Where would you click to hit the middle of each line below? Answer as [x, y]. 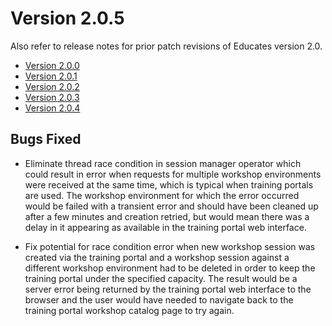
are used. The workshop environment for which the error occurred [162, 195]
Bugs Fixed [46, 139]
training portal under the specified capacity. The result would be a [161, 278]
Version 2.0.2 [52, 86]
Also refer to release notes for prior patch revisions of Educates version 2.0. [166, 46]
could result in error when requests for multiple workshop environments [173, 174]
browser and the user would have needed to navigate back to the [159, 299]
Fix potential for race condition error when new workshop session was [170, 246]
